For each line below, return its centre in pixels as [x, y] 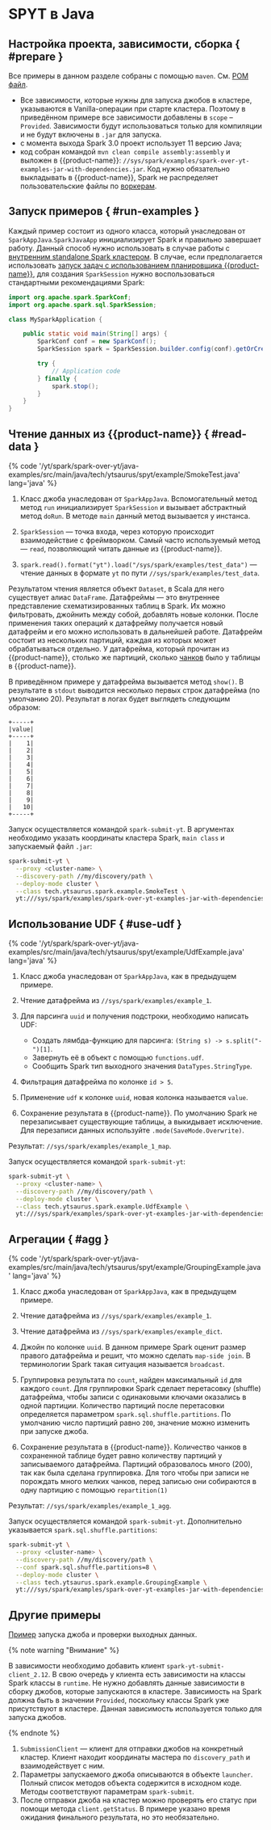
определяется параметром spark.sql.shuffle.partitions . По [125, 1415]
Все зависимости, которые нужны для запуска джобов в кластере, [136, 100]
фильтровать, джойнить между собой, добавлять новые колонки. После [133, 614]
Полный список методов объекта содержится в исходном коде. [131, 1783]
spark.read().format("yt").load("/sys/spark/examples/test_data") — [138, 564]
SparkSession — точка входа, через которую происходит [117, 531]
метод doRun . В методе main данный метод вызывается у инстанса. [135, 516]
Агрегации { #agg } [59, 1239]
